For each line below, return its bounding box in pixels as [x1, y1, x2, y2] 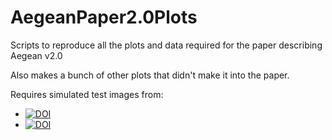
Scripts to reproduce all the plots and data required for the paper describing [10, 39, 323, 51]
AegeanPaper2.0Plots [10, 6, 198, 29]
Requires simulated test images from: [10, 88, 164, 100]
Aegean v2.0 [10, 49, 63, 61]
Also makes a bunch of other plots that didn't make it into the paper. [10, 69, 290, 81]
